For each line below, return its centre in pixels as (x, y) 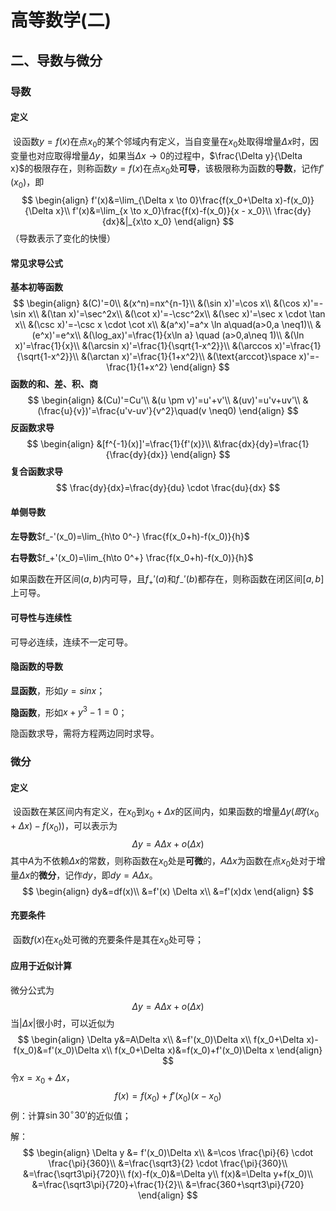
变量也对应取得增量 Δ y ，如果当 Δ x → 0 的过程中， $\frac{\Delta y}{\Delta (156, 155)
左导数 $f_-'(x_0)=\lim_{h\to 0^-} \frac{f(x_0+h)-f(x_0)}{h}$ (130, 536)
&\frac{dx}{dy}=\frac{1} (261, 444)
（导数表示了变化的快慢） (63, 238)
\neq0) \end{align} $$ (253, 411)
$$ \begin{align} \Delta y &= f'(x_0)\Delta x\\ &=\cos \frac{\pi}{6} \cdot (168, 1153)
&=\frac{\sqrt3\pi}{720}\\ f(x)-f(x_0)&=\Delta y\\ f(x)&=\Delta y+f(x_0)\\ (168, 1174)
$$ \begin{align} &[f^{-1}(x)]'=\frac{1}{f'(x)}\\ (119, 444)
